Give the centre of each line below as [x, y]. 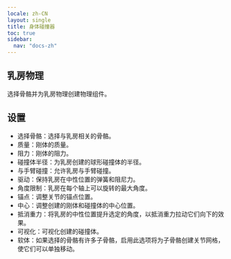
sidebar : [20, 40]
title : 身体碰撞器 [31, 26]
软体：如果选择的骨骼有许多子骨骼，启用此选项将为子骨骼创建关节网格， [120, 240]
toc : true [22, 33]
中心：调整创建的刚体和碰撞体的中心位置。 [78, 205]
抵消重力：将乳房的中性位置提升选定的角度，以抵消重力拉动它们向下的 [118, 214]
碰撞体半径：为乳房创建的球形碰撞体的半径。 [81, 162]
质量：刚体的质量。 [45, 144]
